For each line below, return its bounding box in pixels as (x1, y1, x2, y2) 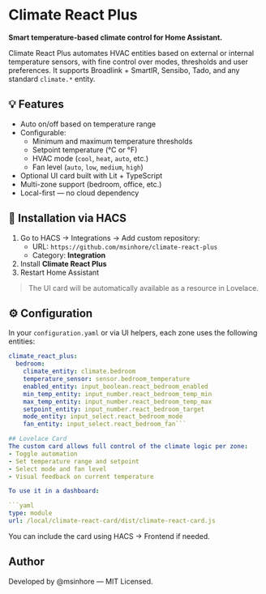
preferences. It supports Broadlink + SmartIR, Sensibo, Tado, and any (8, 65, 240, 75)
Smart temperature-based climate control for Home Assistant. (8, 32, 223, 42)
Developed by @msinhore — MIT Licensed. (8, 576, 153, 586)
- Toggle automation (8, 450, 79, 458)
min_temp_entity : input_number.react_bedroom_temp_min (23, 390, 212, 398)
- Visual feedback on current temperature (8, 472, 154, 481)
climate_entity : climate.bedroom (23, 367, 136, 376)
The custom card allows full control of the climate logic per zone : (8, 442, 249, 451)
